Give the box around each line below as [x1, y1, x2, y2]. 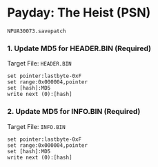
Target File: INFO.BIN [7, 122, 66, 130]
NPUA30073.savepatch [7, 28, 67, 35]
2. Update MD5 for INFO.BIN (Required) [7, 107, 141, 117]
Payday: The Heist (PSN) [7, 5, 151, 21]
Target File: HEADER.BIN [7, 59, 72, 68]
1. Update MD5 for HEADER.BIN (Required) [7, 43, 152, 53]
